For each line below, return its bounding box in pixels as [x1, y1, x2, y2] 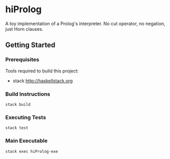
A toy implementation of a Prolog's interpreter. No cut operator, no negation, [5, 20, 165, 27]
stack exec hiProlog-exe [5, 149, 58, 154]
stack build [5, 102, 31, 107]
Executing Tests [5, 113, 46, 121]
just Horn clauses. [5, 26, 43, 32]
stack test [5, 125, 29, 131]
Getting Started [5, 41, 56, 50]
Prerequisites [5, 56, 39, 63]
